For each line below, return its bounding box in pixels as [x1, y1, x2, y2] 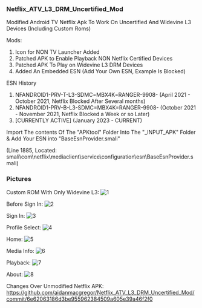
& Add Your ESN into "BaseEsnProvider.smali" [6, 135, 120, 142]
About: [6, 270, 23, 278]
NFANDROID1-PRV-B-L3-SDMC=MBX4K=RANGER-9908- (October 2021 [15, 104, 197, 111]
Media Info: [6, 247, 34, 254]
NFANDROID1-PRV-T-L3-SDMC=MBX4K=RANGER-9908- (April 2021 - [15, 91, 191, 99]
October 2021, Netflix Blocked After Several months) [15, 97, 146, 105]
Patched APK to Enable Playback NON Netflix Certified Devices [15, 55, 173, 62]
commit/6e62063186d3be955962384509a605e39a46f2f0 [6, 295, 153, 303]
